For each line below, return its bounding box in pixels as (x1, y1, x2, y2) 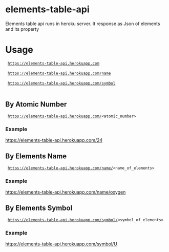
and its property (5, 26, 39, 32)
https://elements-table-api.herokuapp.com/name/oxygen (5, 189, 126, 195)
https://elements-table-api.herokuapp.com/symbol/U (5, 241, 118, 247)
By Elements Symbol (5, 204, 73, 213)
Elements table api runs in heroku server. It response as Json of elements (5, 20, 160, 27)
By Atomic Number (5, 100, 67, 109)
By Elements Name (5, 152, 67, 161)
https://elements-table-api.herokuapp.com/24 (5, 137, 103, 143)
